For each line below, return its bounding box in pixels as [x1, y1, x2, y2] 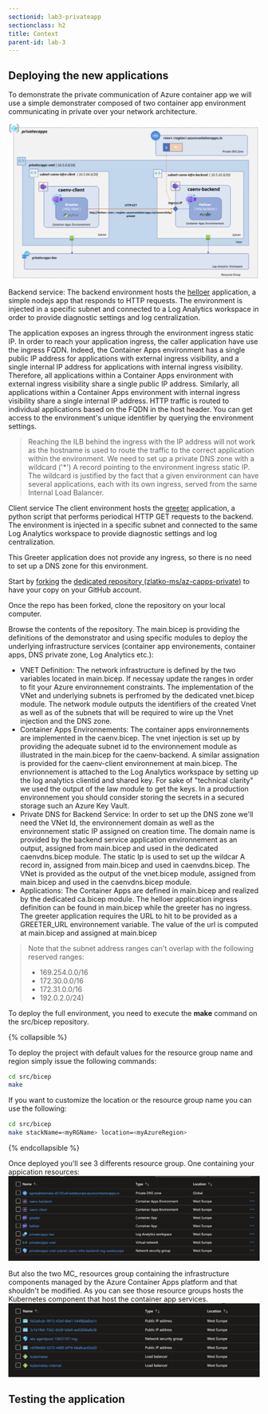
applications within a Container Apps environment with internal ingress [8, 387, 241, 397]
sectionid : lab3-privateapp [8, 13, 102, 21]
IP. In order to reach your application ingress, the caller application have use [8, 336, 258, 346]
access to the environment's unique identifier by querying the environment [8, 413, 254, 422]
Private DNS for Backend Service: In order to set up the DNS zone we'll [19, 809, 254, 819]
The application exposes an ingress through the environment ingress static [8, 328, 254, 338]
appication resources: [8, 1167, 80, 1177]
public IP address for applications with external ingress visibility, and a [8, 353, 239, 363]
